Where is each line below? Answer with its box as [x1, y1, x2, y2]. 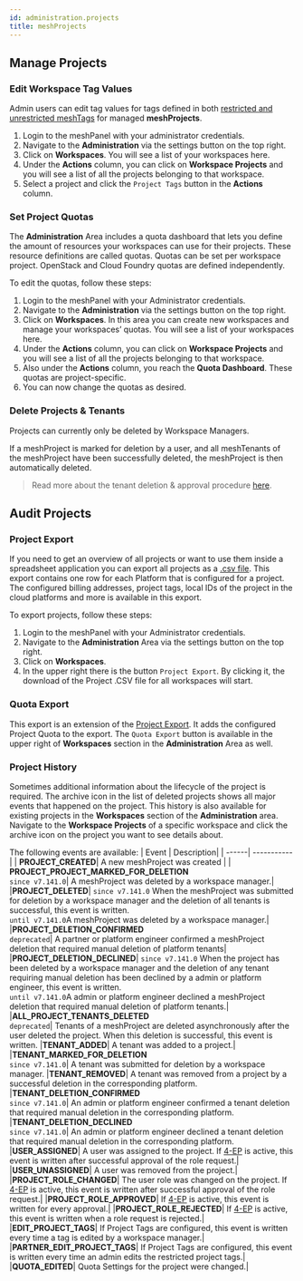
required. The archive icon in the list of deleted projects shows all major [9, 791, 276, 802]
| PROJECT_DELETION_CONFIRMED [9, 924, 145, 935]
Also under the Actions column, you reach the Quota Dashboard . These [22, 363, 293, 374]
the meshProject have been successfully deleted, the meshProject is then [9, 452, 283, 463]
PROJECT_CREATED [19, 857, 97, 868]
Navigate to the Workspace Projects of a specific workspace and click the [9, 820, 288, 830]
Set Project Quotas [9, 210, 94, 223]
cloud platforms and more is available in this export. [9, 592, 202, 603]
